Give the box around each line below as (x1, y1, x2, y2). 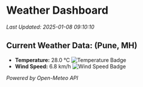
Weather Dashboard (6, 4, 109, 17)
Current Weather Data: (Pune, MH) (6, 41, 138, 51)
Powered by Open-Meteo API (6, 74, 79, 81)
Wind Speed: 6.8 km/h (14, 63, 71, 70)
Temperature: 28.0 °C (14, 56, 70, 63)
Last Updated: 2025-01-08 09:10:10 (6, 23, 95, 30)
